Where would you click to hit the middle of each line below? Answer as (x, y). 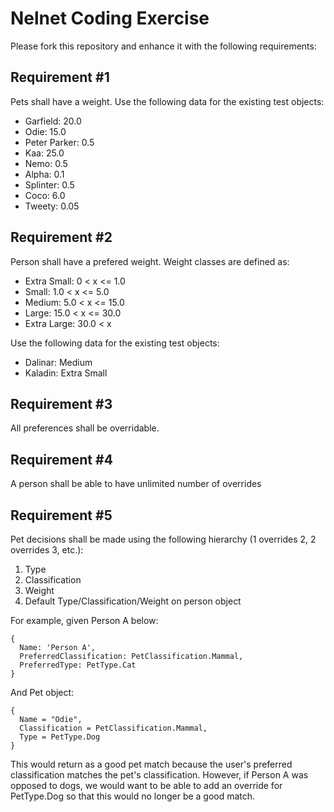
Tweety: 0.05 (52, 206)
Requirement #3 (61, 403)
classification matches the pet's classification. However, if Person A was (159, 775)
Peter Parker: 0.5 (59, 142)
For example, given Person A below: (84, 620)
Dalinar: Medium (58, 362)
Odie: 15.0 (45, 131)
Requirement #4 (61, 459)
